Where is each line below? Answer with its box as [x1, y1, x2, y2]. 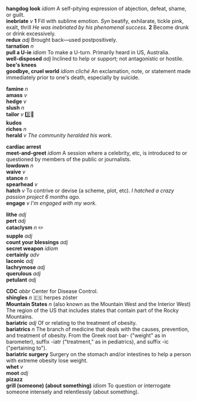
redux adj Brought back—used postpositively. [6, 37, 118, 43]
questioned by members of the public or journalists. [6, 156, 131, 163]
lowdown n [6, 162, 34, 169]
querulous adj [6, 270, 41, 277]
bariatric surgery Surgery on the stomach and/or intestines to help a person [6, 351, 191, 357]
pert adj [6, 218, 26, 224]
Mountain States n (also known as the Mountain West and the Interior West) [6, 301, 191, 307]
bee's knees [6, 61, 37, 68]
